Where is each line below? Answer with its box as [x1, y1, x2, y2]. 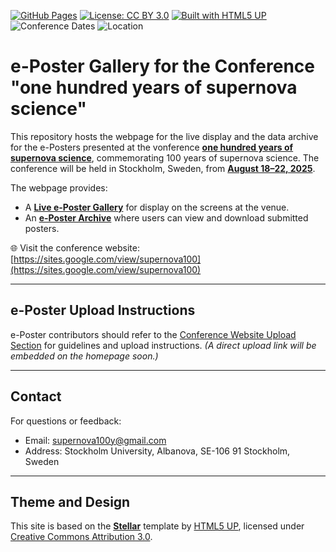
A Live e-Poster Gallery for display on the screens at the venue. [24, 201, 290, 213]
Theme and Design [10, 493, 131, 510]
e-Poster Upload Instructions [10, 302, 196, 319]
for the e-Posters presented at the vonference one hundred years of [10, 141, 294, 153]
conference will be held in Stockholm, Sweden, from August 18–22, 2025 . [10, 162, 316, 174]
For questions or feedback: [10, 415, 122, 427]
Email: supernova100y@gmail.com [24, 434, 167, 446]
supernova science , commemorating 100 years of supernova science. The [10, 151, 320, 164]
